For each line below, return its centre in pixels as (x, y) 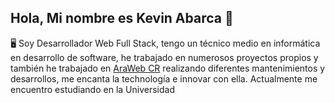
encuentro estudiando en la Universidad (92, 89)
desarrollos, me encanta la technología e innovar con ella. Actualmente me (164, 78)
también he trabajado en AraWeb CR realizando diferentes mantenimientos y (168, 68)
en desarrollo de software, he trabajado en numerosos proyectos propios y (164, 57)
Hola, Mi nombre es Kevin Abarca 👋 (122, 18)
